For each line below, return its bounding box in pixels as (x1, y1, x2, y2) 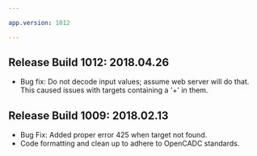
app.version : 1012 (8, 18, 70, 27)
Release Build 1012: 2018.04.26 (8, 55, 170, 69)
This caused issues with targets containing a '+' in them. (19, 85, 209, 95)
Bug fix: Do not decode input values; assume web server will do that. (19, 77, 250, 87)
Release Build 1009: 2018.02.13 (8, 109, 169, 122)
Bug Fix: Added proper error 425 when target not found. (19, 130, 208, 140)
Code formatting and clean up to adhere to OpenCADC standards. (19, 138, 240, 149)
